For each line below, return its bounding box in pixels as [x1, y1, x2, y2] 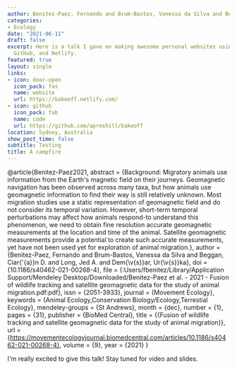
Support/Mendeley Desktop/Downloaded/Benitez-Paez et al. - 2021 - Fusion [7, 273, 229, 282]
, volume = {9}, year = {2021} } [59, 341, 149, 349]
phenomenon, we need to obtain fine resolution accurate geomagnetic [7, 221, 212, 229]
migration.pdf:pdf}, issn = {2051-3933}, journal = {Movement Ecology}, [7, 288, 215, 296]
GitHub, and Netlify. [13, 50, 78, 57]
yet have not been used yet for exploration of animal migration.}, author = [7, 243, 221, 251]
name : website [13, 89, 55, 96]
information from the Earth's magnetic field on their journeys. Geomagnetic [7, 175, 226, 184]
